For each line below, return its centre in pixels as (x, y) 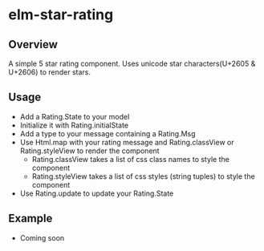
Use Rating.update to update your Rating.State (97, 193)
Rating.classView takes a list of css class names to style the (131, 159)
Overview (33, 45)
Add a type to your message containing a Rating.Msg (108, 133)
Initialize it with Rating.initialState (74, 125)
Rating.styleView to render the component (89, 151)
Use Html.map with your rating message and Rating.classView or (127, 142)
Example (30, 219)
